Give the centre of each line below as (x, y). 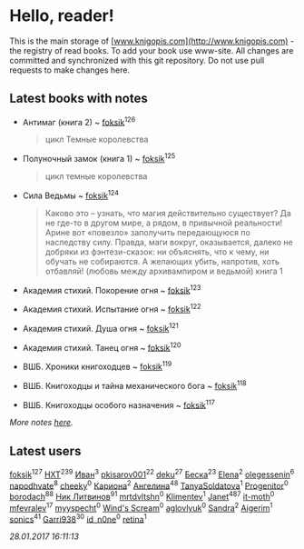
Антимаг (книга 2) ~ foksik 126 (79, 121)
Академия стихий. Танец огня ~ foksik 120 (102, 346)
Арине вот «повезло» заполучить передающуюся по (148, 232)
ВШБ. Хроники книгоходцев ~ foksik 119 (97, 366)
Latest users (45, 451)
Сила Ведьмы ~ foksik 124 (71, 195)
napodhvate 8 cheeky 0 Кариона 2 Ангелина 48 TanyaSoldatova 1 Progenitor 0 (149, 484)
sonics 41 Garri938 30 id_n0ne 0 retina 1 (78, 518)
